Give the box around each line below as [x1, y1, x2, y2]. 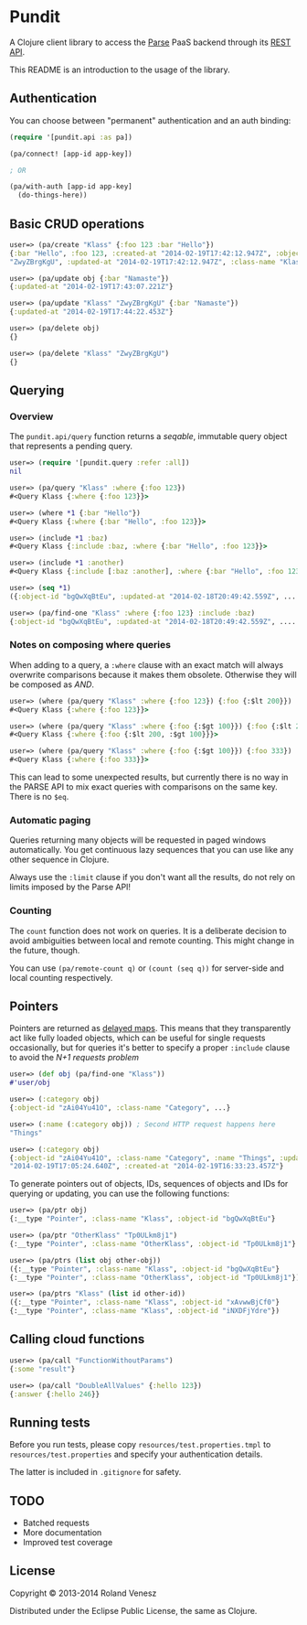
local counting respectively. [9, 972, 113, 983]
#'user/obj [9, 1078, 51, 1088]
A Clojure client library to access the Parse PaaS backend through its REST [9, 37, 291, 48]
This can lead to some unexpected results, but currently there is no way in [9, 771, 289, 783]
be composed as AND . [9, 679, 94, 690]
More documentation [22, 1527, 102, 1538]
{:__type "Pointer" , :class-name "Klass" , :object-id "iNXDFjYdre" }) [9, 1307, 281, 1316]
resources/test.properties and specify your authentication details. [9, 1448, 263, 1460]
